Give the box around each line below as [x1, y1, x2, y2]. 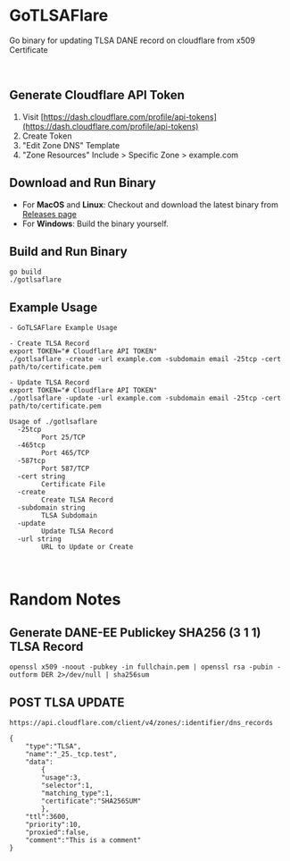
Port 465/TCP [41, 449, 90, 458]
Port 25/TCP [41, 433, 87, 443]
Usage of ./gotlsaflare [9, 418, 98, 426]
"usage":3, [41, 773, 82, 782]
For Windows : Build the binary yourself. [21, 218, 170, 229]
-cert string [17, 472, 66, 481]
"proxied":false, [25, 828, 90, 837]
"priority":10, [25, 820, 82, 829]
